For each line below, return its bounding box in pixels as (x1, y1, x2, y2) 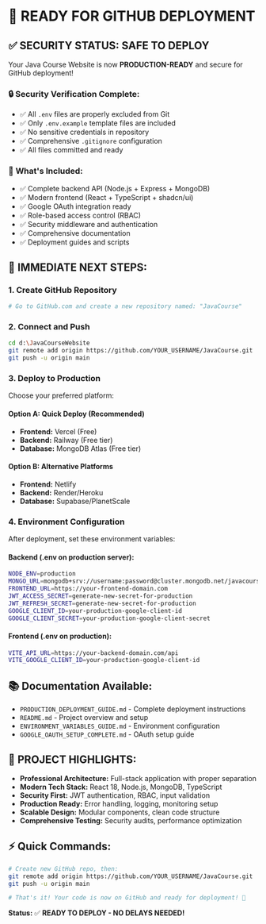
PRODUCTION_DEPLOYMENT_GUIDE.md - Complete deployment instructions (19, 704, 246, 714)
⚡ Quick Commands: (8, 840, 112, 853)
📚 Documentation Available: (8, 679, 153, 693)
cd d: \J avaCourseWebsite (8, 339, 90, 348)
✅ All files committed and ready (19, 145, 123, 155)
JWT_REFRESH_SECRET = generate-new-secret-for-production (8, 599, 196, 607)
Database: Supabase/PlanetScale (19, 496, 131, 506)
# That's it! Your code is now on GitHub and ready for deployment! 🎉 (8, 894, 246, 902)
